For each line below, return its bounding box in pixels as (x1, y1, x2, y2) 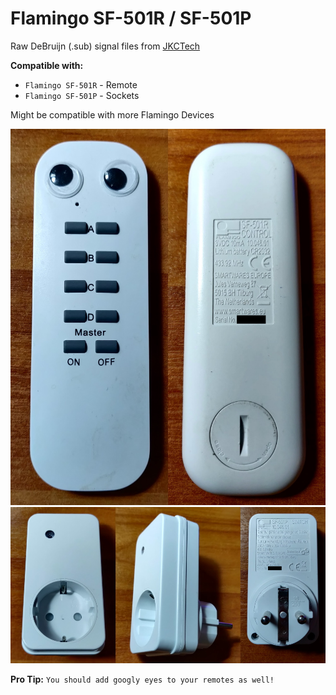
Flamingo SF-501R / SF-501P (10, 7, 252, 30)
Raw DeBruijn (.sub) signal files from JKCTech (10, 40, 201, 52)
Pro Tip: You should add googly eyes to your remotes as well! (10, 673, 275, 686)
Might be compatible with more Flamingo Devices (10, 108, 215, 121)
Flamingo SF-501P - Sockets (24, 89, 140, 101)
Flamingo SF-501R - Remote (24, 78, 138, 91)
